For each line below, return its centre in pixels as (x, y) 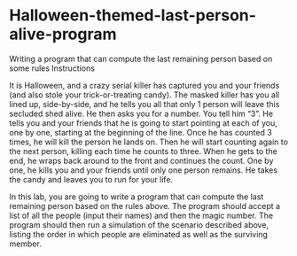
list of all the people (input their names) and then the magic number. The (141, 215)
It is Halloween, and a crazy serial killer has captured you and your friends (145, 85)
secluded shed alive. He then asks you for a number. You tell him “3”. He (141, 113)
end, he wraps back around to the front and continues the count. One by (141, 160)
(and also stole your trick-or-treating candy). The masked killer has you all (145, 95)
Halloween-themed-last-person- (133, 16)
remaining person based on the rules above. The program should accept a (145, 206)
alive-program (63, 34)
